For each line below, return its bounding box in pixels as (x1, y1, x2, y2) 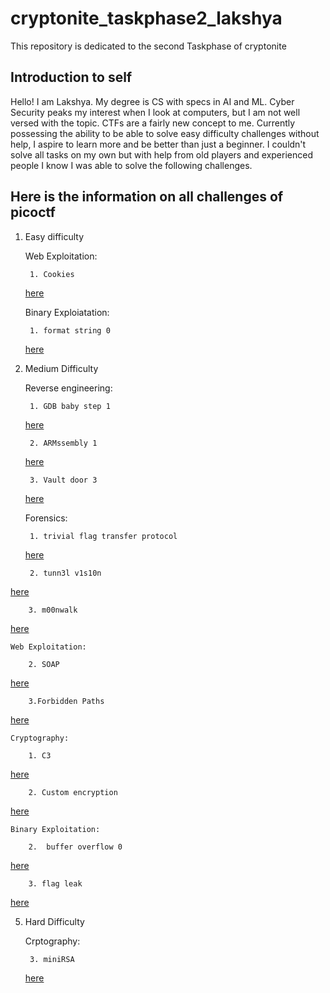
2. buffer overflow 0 (28, 842, 123, 852)
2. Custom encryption (28, 787, 118, 797)
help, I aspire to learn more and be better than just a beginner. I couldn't (10, 138, 307, 150)
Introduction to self (10, 69, 133, 86)
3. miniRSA (29, 954, 75, 964)
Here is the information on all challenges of (10, 188, 284, 206)
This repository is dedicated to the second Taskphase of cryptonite (10, 40, 287, 52)
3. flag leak (28, 878, 83, 889)
